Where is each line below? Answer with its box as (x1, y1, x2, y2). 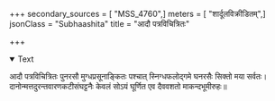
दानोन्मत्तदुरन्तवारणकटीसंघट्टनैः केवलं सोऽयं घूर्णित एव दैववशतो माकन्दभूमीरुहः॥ (9, 81, 227, 91)
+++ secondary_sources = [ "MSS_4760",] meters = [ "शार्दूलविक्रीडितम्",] (9, 9, 266, 19)
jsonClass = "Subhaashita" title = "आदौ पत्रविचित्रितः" (9, 19, 190, 29)
